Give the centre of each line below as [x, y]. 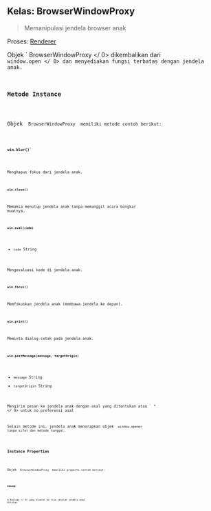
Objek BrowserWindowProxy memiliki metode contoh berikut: [85, 124]
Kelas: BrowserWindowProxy [71, 11]
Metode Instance [34, 94]
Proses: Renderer [32, 41]
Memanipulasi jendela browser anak [75, 28]
